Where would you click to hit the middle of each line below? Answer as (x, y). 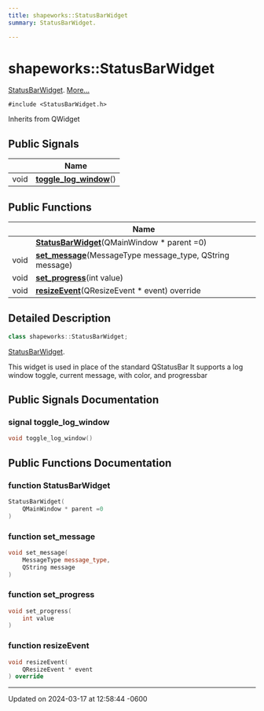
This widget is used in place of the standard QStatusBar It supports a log (126, 367)
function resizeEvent (49, 646)
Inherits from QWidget (44, 119)
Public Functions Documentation (90, 463)
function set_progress (51, 595)
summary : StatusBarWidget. (52, 23)
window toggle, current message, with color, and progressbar (108, 375)
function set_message (52, 537)
